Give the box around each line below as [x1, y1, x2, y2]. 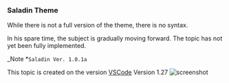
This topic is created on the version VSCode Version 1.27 [7, 68, 168, 77]
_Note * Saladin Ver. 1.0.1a [7, 55, 87, 63]
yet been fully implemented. [7, 42, 87, 50]
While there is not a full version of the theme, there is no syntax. [7, 21, 188, 29]
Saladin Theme [7, 5, 58, 15]
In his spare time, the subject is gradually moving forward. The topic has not [7, 34, 223, 43]
